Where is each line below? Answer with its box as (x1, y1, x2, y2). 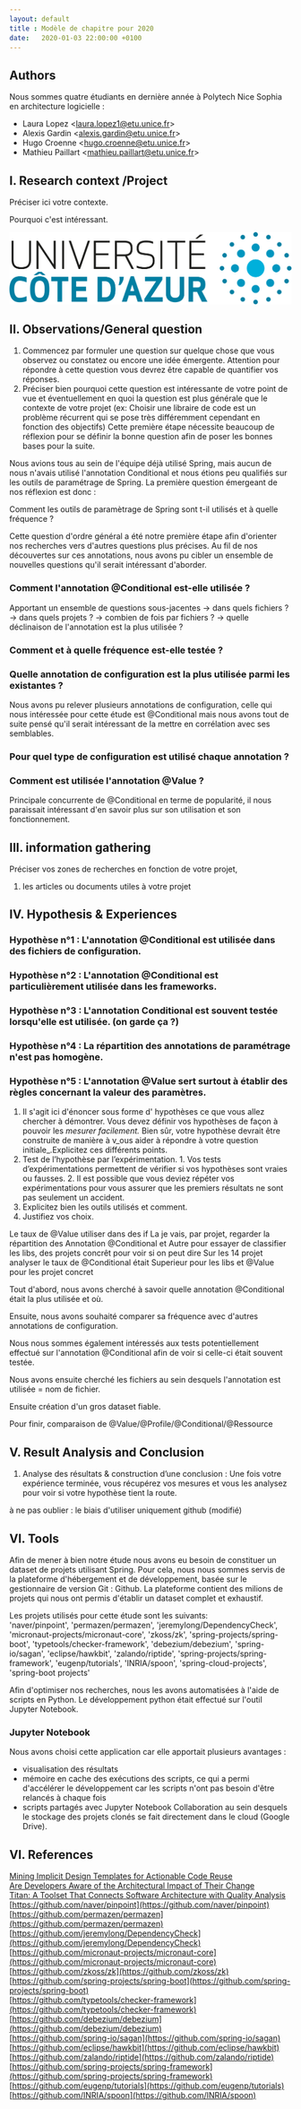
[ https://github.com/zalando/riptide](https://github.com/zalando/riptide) (9, 2052, 275, 2062)
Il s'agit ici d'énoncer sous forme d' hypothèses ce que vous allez (21, 1107, 265, 1117)
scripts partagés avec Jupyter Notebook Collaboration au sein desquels (21, 1802, 288, 1813)
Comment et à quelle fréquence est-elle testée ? (9, 644, 224, 656)
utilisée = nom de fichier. (9, 1384, 101, 1394)
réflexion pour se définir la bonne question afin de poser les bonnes (21, 431, 273, 442)
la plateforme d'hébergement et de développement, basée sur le (9, 1574, 248, 1584)
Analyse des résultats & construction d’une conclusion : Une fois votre (21, 1469, 282, 1480)
